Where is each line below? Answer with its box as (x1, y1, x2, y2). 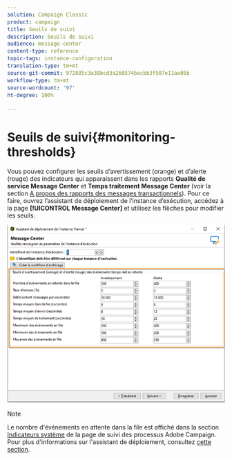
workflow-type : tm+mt (7, 77, 70, 84)
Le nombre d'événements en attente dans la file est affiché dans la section (7, 423, 220, 432)
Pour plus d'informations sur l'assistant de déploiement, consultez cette (7, 438, 212, 446)
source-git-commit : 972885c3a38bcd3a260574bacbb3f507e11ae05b (7, 69, 190, 76)
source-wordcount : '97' (7, 84, 76, 91)
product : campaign (7, 18, 60, 26)
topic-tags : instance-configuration (7, 55, 113, 62)
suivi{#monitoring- (63, 130, 176, 145)
